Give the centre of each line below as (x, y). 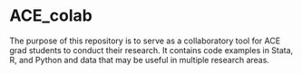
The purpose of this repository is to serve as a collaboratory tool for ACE (145, 41)
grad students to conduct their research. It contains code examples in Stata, (151, 50)
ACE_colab (51, 16)
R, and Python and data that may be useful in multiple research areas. (140, 60)
